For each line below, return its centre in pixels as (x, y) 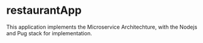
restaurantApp (44, 10)
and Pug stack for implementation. (49, 33)
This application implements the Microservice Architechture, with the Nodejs (102, 27)
